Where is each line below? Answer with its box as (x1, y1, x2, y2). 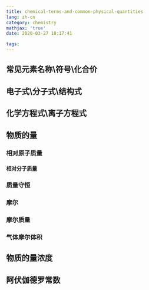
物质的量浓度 (6, 253, 53, 263)
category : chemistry (6, 19, 57, 25)
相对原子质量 (6, 149, 43, 157)
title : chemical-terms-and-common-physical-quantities (6, 8, 144, 15)
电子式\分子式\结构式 (6, 86, 82, 96)
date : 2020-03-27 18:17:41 (6, 31, 72, 37)
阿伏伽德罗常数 (6, 275, 61, 285)
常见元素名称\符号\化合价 (6, 64, 98, 74)
